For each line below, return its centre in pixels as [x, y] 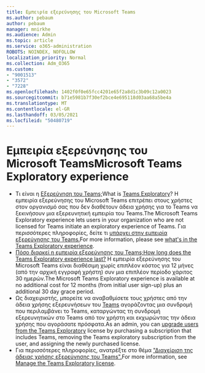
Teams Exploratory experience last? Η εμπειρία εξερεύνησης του [98, 259]
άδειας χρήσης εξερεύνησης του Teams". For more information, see [101, 357]
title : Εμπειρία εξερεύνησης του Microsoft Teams [71, 12]
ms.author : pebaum [30, 18]
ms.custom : [20, 69]
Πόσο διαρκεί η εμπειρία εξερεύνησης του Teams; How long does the [103, 253]
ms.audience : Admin [31, 35]
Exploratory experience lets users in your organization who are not [99, 220]
